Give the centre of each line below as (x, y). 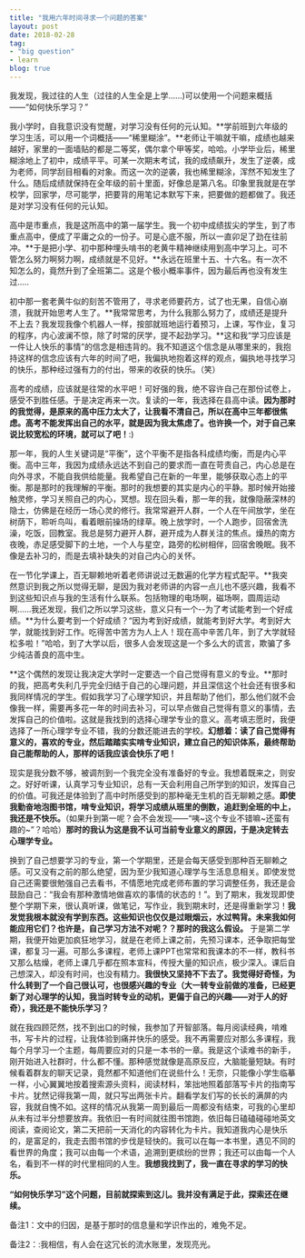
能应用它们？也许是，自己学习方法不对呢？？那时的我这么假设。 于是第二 (146, 928)
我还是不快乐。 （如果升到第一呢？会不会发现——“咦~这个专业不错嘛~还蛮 (146, 818)
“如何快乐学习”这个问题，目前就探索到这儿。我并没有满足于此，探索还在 (145, 1194)
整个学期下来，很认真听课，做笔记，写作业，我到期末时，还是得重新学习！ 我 (152, 905)
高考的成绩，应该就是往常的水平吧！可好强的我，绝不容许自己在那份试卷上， (152, 388)
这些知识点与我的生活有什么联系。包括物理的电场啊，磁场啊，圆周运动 (148, 597)
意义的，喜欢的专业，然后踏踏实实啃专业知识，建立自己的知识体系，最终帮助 (152, 742)
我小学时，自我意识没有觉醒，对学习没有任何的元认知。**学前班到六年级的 (149, 126)
